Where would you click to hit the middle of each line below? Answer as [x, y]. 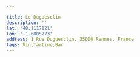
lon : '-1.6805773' [29, 34]
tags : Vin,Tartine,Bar [35, 45]
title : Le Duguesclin [34, 17]
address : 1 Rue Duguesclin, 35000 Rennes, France [70, 40]
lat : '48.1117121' [29, 28]
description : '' [27, 22]
